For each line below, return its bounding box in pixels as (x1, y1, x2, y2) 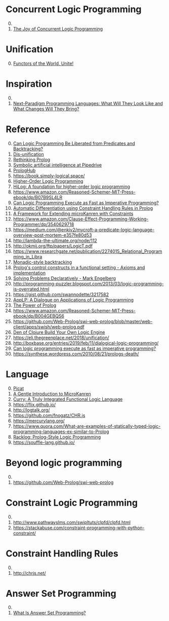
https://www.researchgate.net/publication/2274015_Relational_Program (13, 248, 162, 254)
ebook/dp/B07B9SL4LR (13, 194, 63, 200)
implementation (13, 270, 46, 276)
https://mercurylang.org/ (13, 417, 65, 423)
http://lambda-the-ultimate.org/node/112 (13, 237, 98, 243)
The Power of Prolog (13, 302, 57, 308)
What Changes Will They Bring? (13, 106, 79, 112)
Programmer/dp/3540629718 (13, 221, 74, 227)
